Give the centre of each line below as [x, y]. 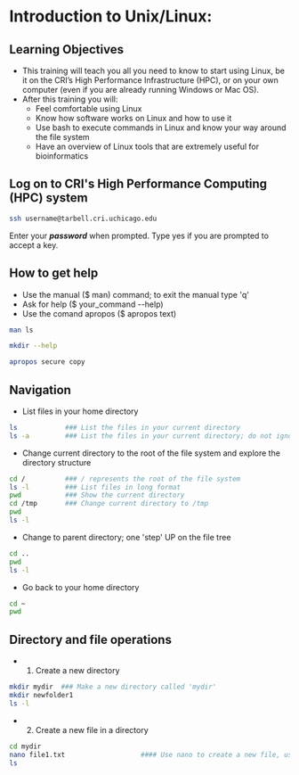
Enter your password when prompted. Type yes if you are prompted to [139, 235]
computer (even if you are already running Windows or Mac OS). [141, 90]
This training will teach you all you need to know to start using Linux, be [153, 70]
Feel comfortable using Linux [89, 108]
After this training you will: [70, 99]
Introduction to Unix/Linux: [111, 16]
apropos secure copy [48, 362]
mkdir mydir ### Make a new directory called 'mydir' [113, 687]
